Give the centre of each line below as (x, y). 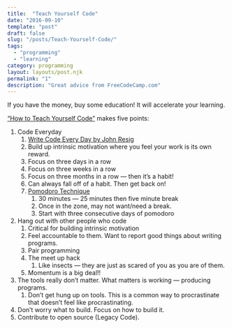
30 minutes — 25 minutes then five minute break (108, 199)
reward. (39, 154)
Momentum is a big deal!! (64, 273)
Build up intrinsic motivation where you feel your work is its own (119, 147)
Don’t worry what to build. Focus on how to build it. (91, 310)
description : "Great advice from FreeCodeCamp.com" (84, 85)
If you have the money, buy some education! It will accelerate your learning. (116, 105)
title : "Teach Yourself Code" (53, 14)
